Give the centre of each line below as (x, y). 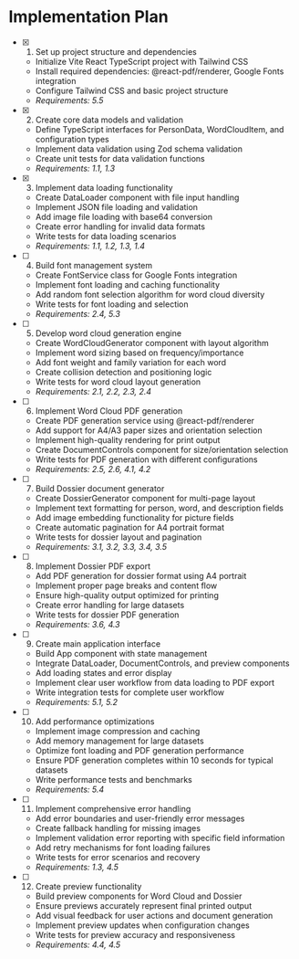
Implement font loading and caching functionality (128, 284)
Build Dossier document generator (100, 488)
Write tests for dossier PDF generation (107, 615)
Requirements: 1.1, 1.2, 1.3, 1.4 (90, 246)
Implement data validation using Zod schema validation (139, 149)
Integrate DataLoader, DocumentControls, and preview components (162, 663)
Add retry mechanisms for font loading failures (123, 848)
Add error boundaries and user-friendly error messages (140, 818)
